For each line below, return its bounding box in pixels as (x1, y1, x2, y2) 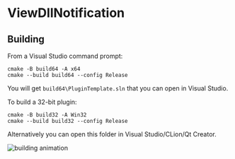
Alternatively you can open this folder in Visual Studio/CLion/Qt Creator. (7, 130, 217, 139)
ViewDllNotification (7, 5, 125, 21)
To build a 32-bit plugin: (7, 98, 77, 106)
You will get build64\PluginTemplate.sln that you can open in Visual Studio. (7, 84, 229, 93)
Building (7, 33, 45, 45)
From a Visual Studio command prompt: (7, 52, 123, 60)
